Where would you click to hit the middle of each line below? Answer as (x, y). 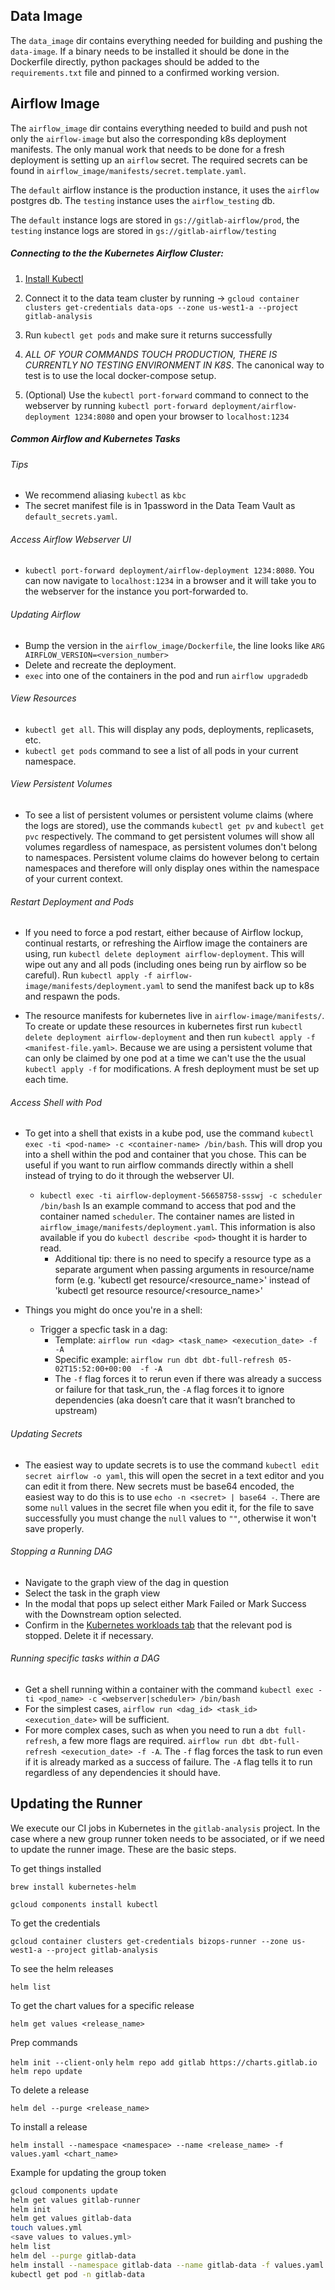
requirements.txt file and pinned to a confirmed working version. (145, 72)
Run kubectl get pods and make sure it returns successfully (148, 335)
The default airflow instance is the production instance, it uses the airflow (165, 190)
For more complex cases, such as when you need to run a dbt (152, 1730)
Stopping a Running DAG (61, 1551)
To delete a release (50, 2090)
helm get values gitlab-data (71, 2219)
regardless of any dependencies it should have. (123, 1772)
